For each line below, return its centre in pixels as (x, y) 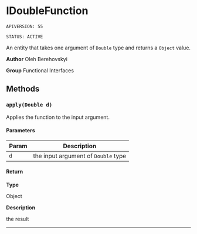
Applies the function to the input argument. (58, 117)
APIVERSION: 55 (25, 26)
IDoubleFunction (47, 11)
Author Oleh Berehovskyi (37, 59)
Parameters (21, 131)
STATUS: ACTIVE (25, 36)
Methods (23, 89)
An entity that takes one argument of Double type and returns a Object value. (98, 48)
